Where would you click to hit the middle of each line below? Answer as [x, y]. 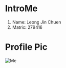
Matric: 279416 [27, 27]
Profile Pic [26, 47]
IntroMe [22, 9]
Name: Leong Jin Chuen [36, 22]
